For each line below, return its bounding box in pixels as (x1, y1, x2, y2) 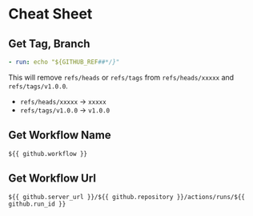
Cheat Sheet (8, 5, 93, 23)
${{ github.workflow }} (8, 149, 88, 157)
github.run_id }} (8, 200, 66, 208)
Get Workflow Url (8, 172, 97, 185)
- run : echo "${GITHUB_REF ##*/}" (8, 58, 120, 66)
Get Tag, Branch (8, 37, 90, 51)
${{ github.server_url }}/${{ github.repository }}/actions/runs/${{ (8, 193, 246, 201)
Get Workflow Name (8, 128, 111, 142)
